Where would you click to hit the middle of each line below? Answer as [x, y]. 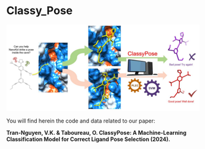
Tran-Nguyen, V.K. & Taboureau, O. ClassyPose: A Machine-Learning [96, 133]
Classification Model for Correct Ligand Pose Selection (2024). [88, 139]
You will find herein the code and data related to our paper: [81, 121]
